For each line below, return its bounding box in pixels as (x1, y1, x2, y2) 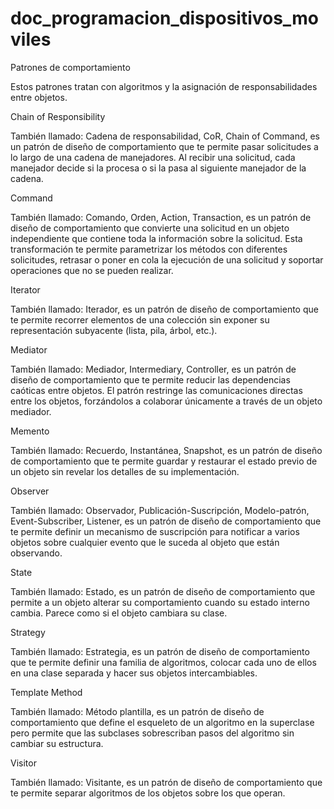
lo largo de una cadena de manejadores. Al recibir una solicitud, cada (10, 151, 296, 163)
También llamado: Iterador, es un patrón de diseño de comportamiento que (10, 303, 319, 315)
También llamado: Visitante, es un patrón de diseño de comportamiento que (10, 776, 323, 788)
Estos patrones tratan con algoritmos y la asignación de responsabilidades (10, 80, 318, 92)
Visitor (10, 757, 37, 769)
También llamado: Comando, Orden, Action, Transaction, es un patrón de (10, 211, 312, 223)
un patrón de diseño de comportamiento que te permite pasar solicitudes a (10, 140, 319, 152)
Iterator (10, 283, 41, 296)
